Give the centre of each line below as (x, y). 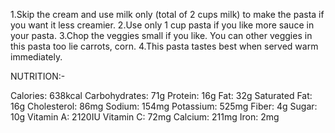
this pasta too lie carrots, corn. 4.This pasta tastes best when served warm (164, 46)
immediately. (36, 57)
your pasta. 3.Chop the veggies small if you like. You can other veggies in (161, 35)
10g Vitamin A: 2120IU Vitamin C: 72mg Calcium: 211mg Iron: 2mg (145, 117)
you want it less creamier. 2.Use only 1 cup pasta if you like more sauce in (162, 25)
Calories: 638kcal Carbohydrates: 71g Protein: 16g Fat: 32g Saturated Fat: (161, 95)
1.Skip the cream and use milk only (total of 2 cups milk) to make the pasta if (167, 14)
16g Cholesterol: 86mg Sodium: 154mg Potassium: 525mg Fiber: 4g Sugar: (164, 106)
